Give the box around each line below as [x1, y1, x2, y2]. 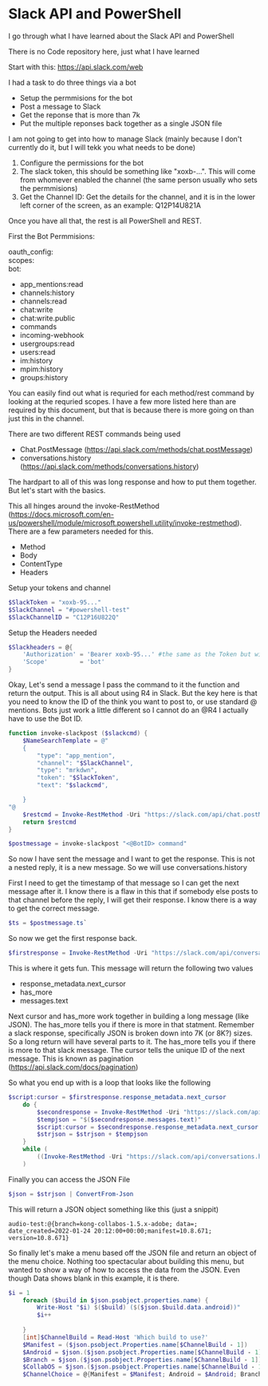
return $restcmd [22, 818, 77, 826]
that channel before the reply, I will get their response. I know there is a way [8, 896, 258, 905]
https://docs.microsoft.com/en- [10, 509, 114, 519]
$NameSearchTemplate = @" [22, 737, 109, 745]
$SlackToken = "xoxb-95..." [8, 598, 102, 606]
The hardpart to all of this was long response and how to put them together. [8, 477, 257, 486]
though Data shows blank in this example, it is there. [8, 1273, 179, 1283]
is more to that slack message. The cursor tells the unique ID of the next [8, 1046, 245, 1055]
